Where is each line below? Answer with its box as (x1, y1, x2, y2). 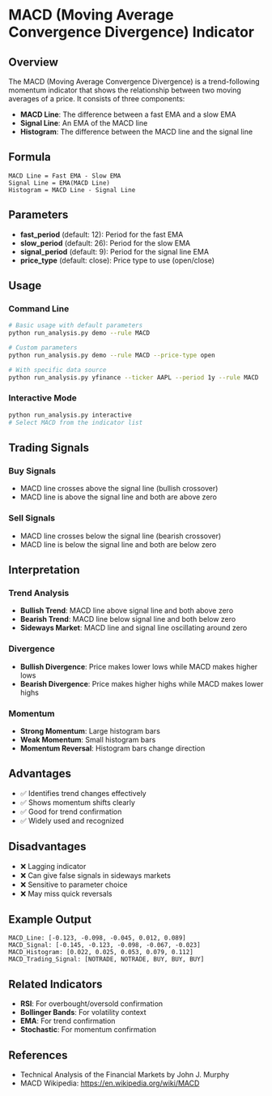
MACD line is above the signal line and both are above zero (19, 492, 217, 502)
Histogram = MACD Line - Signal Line (8, 186, 136, 194)
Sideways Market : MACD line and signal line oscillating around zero (19, 623, 248, 633)
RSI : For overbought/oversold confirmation (19, 999, 164, 1008)
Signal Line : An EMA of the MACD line (19, 118, 148, 127)
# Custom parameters (8, 344, 79, 352)
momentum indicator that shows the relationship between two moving (8, 85, 241, 95)
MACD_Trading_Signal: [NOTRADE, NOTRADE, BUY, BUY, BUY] (8, 955, 205, 964)
